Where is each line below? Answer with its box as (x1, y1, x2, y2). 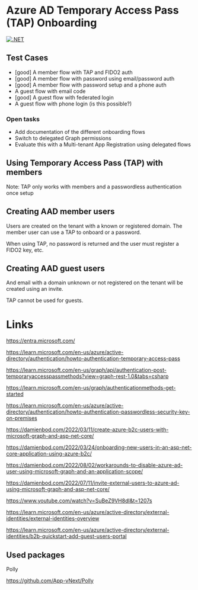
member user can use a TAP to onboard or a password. (6, 229, 141, 236)
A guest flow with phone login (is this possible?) (14, 100, 132, 107)
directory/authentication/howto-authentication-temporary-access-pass (6, 355, 181, 362)
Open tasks (6, 115, 40, 123)
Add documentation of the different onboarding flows (14, 129, 145, 136)
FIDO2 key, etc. (6, 246, 44, 254)
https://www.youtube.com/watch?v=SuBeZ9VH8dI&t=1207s (6, 497, 152, 504)
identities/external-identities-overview (6, 515, 100, 522)
